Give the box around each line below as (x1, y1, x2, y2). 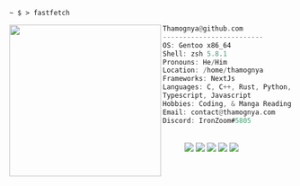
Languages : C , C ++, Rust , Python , (163, 83, 292, 92)
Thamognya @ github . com (163, 24, 244, 33)
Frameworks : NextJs (163, 75, 235, 84)
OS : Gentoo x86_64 (163, 40, 232, 49)
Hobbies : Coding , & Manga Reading (163, 99, 292, 108)
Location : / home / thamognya (163, 66, 264, 75)
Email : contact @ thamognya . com (163, 108, 276, 117)
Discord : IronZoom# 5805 (163, 116, 251, 125)
